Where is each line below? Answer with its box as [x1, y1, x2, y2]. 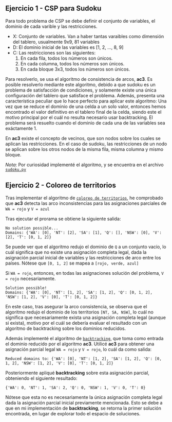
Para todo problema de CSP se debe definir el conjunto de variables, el [5, 17, 156, 24]
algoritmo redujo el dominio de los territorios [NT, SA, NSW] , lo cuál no [5, 309, 154, 315]
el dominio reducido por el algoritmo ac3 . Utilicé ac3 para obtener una [5, 341, 155, 347]
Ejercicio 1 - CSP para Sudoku [5, 4, 102, 13]
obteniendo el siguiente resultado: [5, 375, 78, 381]
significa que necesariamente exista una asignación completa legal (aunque [5, 314, 166, 321]
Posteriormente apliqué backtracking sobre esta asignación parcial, [5, 370, 150, 376]
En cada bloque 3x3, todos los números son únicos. [20, 66, 130, 72]
